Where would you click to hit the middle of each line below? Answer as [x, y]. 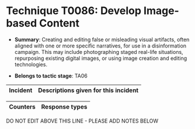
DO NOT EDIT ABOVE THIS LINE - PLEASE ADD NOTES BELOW [82, 121]
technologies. [31, 64]
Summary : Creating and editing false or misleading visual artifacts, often [102, 39]
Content [59, 23]
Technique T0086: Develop [74, 11]
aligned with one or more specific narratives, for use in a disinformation [100, 46]
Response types [64, 107]
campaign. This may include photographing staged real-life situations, [99, 52]
